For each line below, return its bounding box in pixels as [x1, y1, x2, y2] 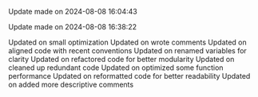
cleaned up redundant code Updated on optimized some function [8, 63, 224, 72]
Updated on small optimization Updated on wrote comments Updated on [8, 37, 248, 47]
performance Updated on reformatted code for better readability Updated [8, 72, 251, 80]
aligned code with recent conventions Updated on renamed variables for [8, 46, 248, 55]
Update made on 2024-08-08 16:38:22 [8, 22, 137, 31]
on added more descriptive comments [8, 80, 134, 89]
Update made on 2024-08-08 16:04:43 [8, 7, 137, 16]
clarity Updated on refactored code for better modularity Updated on [8, 55, 235, 64]
